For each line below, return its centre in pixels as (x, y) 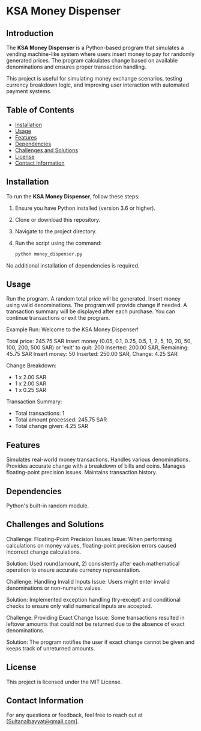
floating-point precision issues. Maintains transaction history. (82, 473)
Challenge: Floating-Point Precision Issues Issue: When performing (89, 539)
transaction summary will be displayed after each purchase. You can (91, 311)
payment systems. (29, 91)
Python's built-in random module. (47, 506)
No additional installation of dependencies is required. (73, 265)
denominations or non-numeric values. (54, 588)
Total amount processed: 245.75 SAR (61, 420)
